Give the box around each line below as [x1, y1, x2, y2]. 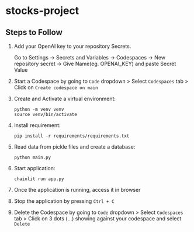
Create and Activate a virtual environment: [13, 95, 116, 102]
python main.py [13, 154, 51, 160]
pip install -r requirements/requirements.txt [13, 133, 130, 139]
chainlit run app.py [13, 176, 64, 182]
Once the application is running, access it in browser [13, 187, 141, 193]
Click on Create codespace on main [13, 84, 98, 91]
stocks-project [5, 4, 79, 17]
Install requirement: [13, 122, 61, 129]
